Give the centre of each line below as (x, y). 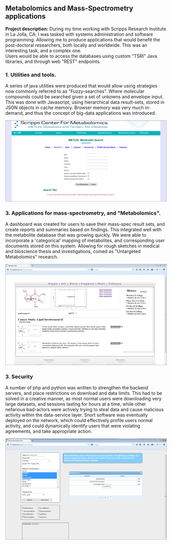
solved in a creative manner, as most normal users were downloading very (83, 399)
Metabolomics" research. (32, 257)
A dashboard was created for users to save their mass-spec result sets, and (85, 224)
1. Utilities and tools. (31, 75)
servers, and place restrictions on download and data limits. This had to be (84, 393)
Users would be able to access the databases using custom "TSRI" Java (81, 56)
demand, (15, 113)
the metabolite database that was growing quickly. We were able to (76, 235)
